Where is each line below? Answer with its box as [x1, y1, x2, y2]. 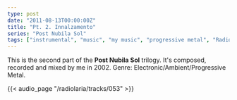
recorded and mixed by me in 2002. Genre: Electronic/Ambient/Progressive [7, 63, 226, 72]
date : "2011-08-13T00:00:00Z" [7, 17, 97, 24]
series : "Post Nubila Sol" [7, 30, 87, 37]
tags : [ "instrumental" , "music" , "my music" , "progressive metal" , [7, 37, 210, 44]
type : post [7, 10, 39, 18]
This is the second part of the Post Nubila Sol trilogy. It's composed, [7, 56, 207, 64]
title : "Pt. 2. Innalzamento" [7, 23, 97, 30]
